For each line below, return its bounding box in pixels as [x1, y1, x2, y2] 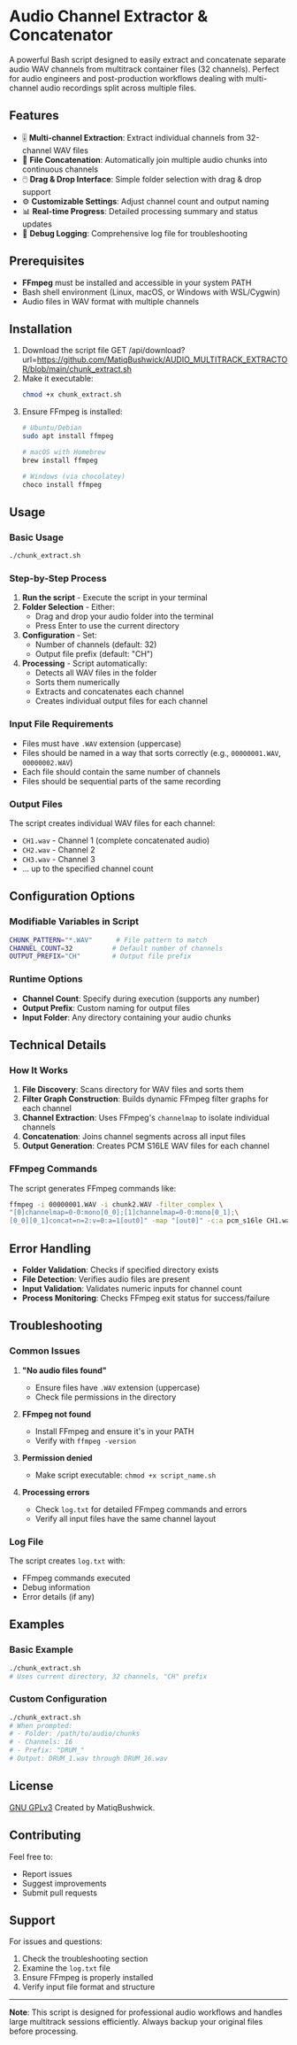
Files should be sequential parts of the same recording [21, 776, 221, 786]
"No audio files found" [21, 1365, 108, 1376]
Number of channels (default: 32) [34, 639, 157, 650]
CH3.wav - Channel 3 [21, 853, 95, 864]
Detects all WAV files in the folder [34, 668, 157, 678]
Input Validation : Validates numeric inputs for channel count [21, 1283, 242, 1293]
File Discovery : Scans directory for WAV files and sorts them [21, 1084, 245, 1095]
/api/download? [128, 345, 186, 356]
